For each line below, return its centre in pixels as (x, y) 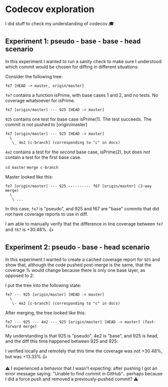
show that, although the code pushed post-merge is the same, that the (78, 265)
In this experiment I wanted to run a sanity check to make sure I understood (83, 61)
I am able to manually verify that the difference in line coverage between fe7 (84, 224)
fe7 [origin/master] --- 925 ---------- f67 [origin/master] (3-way (78, 186)
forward (13, 326)
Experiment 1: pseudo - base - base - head (73, 41)
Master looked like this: (29, 177)
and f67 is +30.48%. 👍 (29, 229)
